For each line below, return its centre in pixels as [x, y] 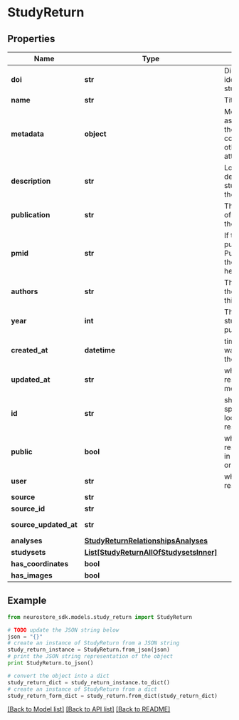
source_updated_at [44, 525]
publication [31, 215]
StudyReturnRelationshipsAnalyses [146, 541]
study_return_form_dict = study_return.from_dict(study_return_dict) [113, 696]
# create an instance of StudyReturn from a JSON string [94, 643]
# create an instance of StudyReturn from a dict [83, 689]
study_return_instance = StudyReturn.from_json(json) [89, 650]
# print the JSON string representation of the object [90, 657]
